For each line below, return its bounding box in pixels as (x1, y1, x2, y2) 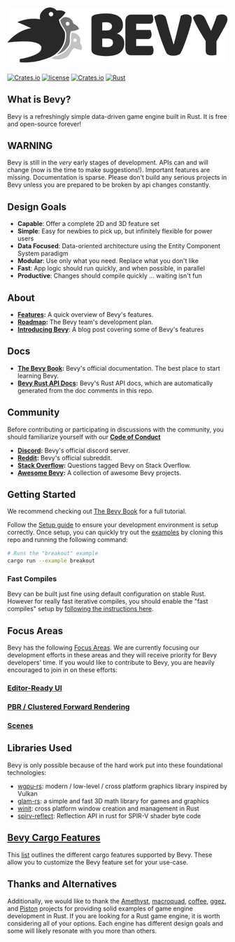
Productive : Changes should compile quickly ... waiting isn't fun (17, 271, 203, 280)
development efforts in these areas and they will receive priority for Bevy (7, 651, 218, 659)
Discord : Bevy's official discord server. (17, 446, 131, 455)
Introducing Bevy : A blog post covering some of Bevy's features (17, 325, 204, 334)
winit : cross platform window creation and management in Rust (17, 804, 199, 813)
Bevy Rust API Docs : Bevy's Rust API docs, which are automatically (17, 378, 213, 387)
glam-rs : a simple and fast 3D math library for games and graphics (17, 797, 210, 805)
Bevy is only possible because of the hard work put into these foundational (7, 761, 223, 769)
